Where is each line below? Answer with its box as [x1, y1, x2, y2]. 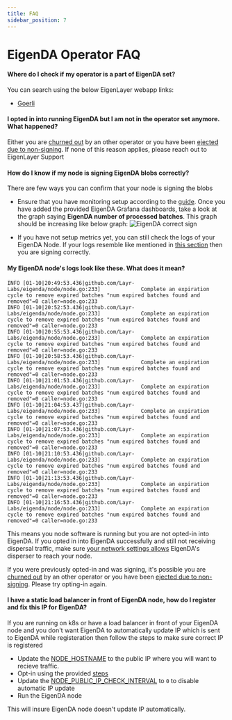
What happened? [7, 123, 58, 131]
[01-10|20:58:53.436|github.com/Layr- [22, 352, 135, 359]
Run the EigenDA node [17, 691, 82, 700]
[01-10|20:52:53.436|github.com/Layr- [22, 304, 135, 311]
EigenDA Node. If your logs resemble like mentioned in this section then [17, 241, 223, 249]
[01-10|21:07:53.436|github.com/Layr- [22, 425, 135, 432]
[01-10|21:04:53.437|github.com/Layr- [22, 401, 135, 408]
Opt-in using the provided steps [17, 669, 109, 678]
